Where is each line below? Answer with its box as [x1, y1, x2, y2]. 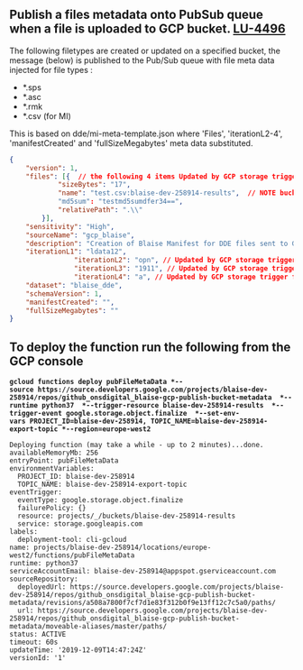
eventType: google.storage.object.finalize [17, 496, 183, 505]
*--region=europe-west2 [61, 425, 151, 434]
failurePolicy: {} [17, 504, 87, 513]
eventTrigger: [9, 488, 63, 497]
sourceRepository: [9, 574, 78, 584]
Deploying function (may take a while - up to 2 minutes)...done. [9, 441, 264, 450]
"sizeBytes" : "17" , [57, 180, 131, 189]
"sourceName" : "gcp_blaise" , [25, 230, 135, 240]
